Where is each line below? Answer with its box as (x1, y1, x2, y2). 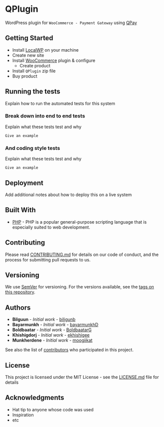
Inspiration (12, 412, 34, 418)
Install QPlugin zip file (12, 68, 56, 74)
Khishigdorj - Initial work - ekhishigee (12, 332, 90, 338)
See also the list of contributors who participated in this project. (5, 347, 134, 353)
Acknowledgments (5, 394, 65, 402)
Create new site (12, 52, 44, 58)
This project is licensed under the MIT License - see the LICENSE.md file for (5, 374, 159, 380)
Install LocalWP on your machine (12, 47, 79, 53)
